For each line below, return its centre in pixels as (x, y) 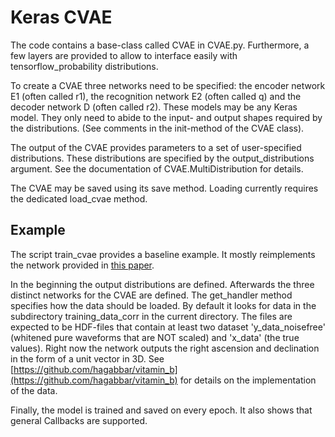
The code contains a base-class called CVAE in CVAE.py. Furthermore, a (160, 45)
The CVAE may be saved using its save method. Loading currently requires (164, 188)
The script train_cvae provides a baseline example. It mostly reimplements (163, 254)
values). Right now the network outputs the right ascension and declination (165, 348)
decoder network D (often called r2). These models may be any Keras (154, 107)
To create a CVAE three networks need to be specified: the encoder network (168, 85)
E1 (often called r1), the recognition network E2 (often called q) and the (156, 96)
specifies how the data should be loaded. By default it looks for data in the (163, 305)
